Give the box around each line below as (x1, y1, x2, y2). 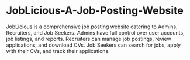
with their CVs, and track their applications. (6, 47, 110, 54)
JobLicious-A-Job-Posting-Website (6, 4, 184, 17)
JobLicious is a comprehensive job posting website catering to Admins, (6, 23, 178, 30)
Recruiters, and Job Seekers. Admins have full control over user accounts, (6, 29, 185, 36)
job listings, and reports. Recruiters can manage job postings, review (6, 35, 171, 42)
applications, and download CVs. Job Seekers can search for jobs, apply (6, 42, 181, 48)
